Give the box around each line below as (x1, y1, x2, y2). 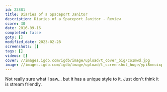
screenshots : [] (5, 44, 39, 49)
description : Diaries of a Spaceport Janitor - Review (5, 16, 121, 21)
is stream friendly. (5, 81, 42, 87)
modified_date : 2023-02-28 (5, 40, 61, 45)
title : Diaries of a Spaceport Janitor (5, 12, 88, 17)
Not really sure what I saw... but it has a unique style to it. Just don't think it (5, 76, 159, 82)
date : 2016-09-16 (5, 26, 41, 31)
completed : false (5, 30, 41, 35)
